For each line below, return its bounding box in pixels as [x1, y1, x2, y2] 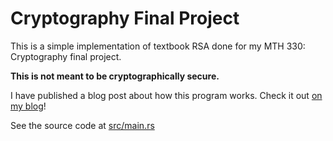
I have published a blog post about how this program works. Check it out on [10, 89, 323, 101]
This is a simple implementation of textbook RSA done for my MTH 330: [10, 40, 306, 52]
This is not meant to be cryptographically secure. [10, 70, 220, 82]
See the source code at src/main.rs [10, 119, 155, 131]
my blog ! [10, 100, 47, 112]
